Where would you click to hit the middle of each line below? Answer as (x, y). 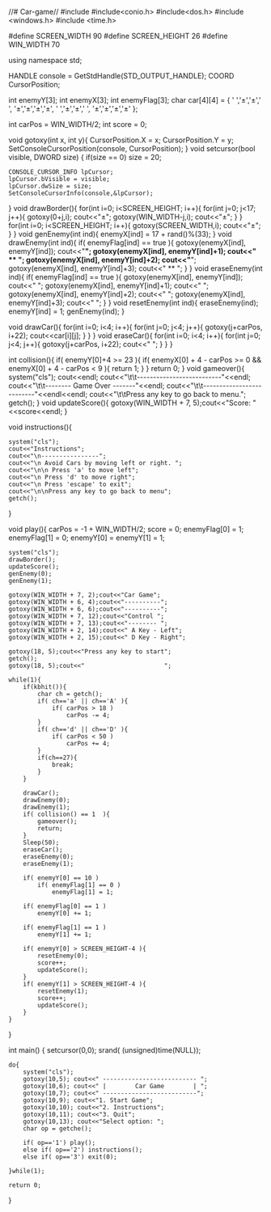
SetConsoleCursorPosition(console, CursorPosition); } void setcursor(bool (132, 148)
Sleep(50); (41, 842)
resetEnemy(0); (63, 956)
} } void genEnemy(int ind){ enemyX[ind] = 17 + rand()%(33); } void (120, 234)
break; (63, 765)
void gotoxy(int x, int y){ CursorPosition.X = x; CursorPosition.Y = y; (121, 140)
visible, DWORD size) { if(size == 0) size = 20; (85, 157)
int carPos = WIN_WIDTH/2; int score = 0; (78, 124)
